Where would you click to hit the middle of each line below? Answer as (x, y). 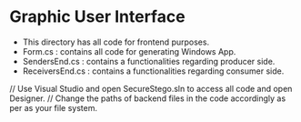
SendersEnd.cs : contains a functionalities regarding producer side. (149, 61)
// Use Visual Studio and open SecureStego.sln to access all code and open (151, 88)
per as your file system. (54, 107)
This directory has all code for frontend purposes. (116, 42)
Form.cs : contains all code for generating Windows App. (129, 51)
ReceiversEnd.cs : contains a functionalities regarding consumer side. (153, 71)
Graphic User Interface (97, 17)
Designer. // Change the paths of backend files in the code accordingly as (148, 98)
